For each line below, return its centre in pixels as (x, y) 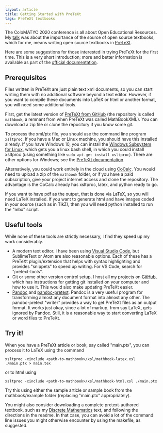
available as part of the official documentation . (51, 62)
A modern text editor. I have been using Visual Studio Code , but (75, 251)
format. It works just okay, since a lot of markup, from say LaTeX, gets (82, 308)
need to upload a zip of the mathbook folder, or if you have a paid (69, 174)
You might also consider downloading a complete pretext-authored (72, 405)
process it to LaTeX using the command (45, 350)
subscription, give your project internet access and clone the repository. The (81, 180)
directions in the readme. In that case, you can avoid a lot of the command (79, 415)
